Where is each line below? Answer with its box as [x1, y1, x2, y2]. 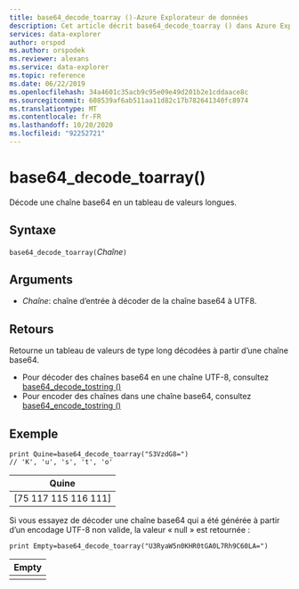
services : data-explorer [9, 29, 101, 38]
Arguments [9, 273, 74, 288]
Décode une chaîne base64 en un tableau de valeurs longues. [9, 197, 238, 208]
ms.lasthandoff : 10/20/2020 [9, 121, 114, 130]
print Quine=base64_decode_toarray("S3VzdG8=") [9, 450, 190, 459]
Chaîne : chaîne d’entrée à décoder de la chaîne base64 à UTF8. [21, 296, 257, 307]
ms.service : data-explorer [9, 63, 109, 72]
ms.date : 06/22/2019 [9, 79, 86, 88]
